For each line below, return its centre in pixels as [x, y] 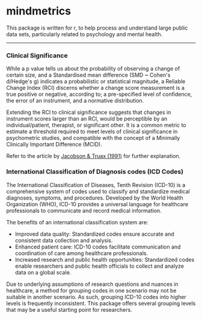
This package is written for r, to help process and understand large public [97, 28]
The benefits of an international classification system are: [77, 222]
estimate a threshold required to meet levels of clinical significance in [92, 131]
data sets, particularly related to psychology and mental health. [84, 34]
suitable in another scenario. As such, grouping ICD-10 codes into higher [96, 297]
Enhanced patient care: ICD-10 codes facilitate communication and [98, 247]
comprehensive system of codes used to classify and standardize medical [98, 191]
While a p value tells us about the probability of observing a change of [93, 69]
